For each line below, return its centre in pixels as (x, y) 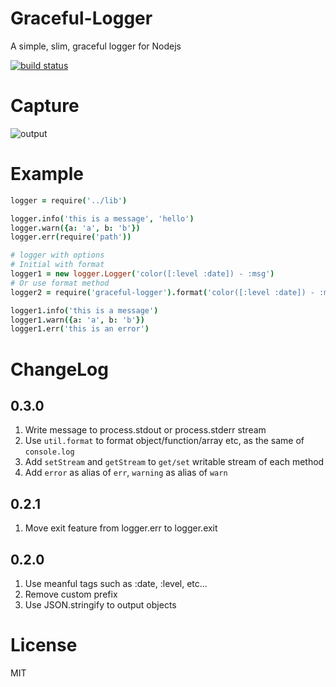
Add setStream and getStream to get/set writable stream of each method (174, 462)
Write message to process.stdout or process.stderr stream (145, 430)
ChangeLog (59, 369)
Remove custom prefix (71, 594)
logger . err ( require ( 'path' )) (71, 237)
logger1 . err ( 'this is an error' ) (80, 329)
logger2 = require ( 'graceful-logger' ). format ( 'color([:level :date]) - (162, 292)
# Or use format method (60, 283)
